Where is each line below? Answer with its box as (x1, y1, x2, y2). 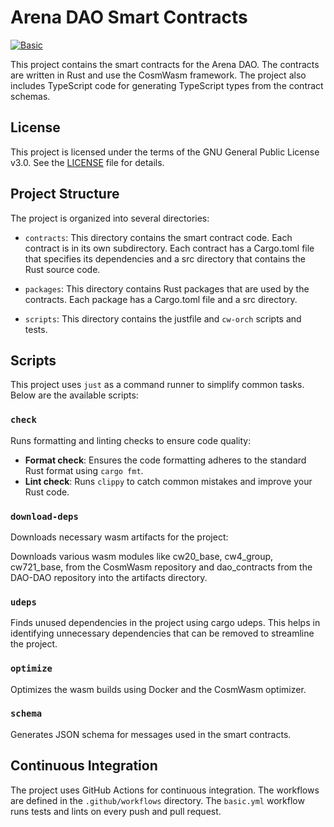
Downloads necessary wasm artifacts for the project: (10, 531, 229, 543)
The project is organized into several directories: (10, 212, 210, 224)
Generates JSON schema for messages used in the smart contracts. (10, 728, 292, 740)
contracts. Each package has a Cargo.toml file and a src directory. (24, 293, 298, 305)
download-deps (10, 511, 79, 522)
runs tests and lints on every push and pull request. (10, 805, 222, 817)
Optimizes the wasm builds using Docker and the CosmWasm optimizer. (10, 683, 307, 695)
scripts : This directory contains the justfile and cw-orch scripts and (24, 312, 302, 325)
